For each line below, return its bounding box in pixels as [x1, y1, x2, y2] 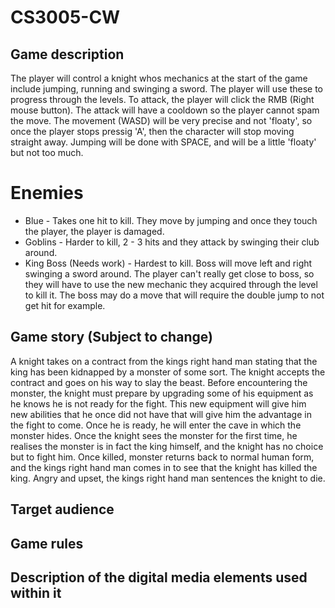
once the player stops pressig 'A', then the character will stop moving [10, 126, 295, 137]
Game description [10, 46, 125, 63]
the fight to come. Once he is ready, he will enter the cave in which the [10, 419, 302, 431]
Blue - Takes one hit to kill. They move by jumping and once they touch [24, 214, 318, 226]
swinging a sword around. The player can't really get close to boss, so [24, 267, 315, 280]
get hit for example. [24, 299, 106, 311]
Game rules [10, 535, 84, 552]
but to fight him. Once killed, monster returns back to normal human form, [10, 451, 315, 463]
